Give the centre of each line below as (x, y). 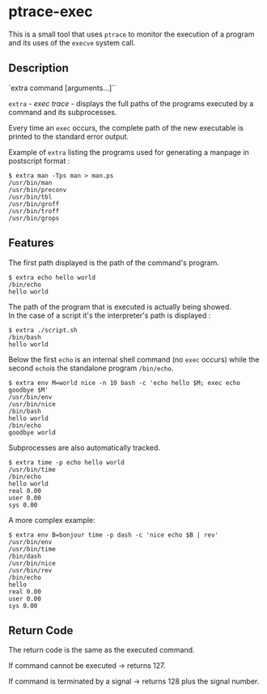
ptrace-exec (51, 12)
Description (38, 69)
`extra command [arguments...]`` (63, 88)
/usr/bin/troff (34, 211)
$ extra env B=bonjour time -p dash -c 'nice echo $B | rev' (114, 535)
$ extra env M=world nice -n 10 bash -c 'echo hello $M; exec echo (125, 383)
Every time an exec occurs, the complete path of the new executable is (126, 127)
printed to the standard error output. (69, 136)
